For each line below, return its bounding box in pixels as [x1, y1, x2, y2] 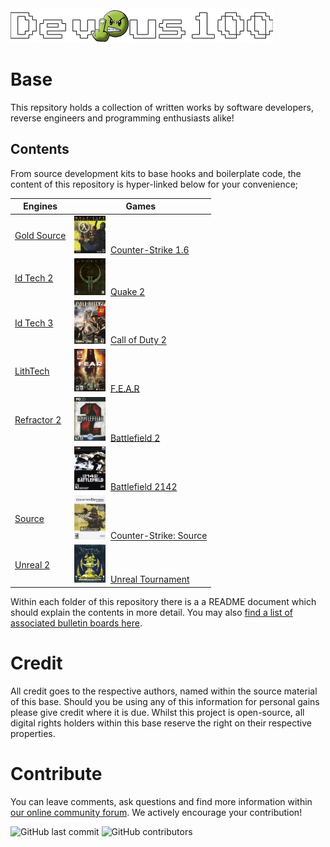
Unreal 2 [14, 558, 51, 571]
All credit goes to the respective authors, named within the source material [10, 685, 318, 697]
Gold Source [14, 229, 67, 241]
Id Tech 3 [14, 317, 54, 329]
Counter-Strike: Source [109, 530, 208, 542]
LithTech [14, 365, 50, 377]
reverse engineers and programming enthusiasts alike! [10, 112, 235, 124]
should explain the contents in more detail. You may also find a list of [10, 606, 293, 618]
